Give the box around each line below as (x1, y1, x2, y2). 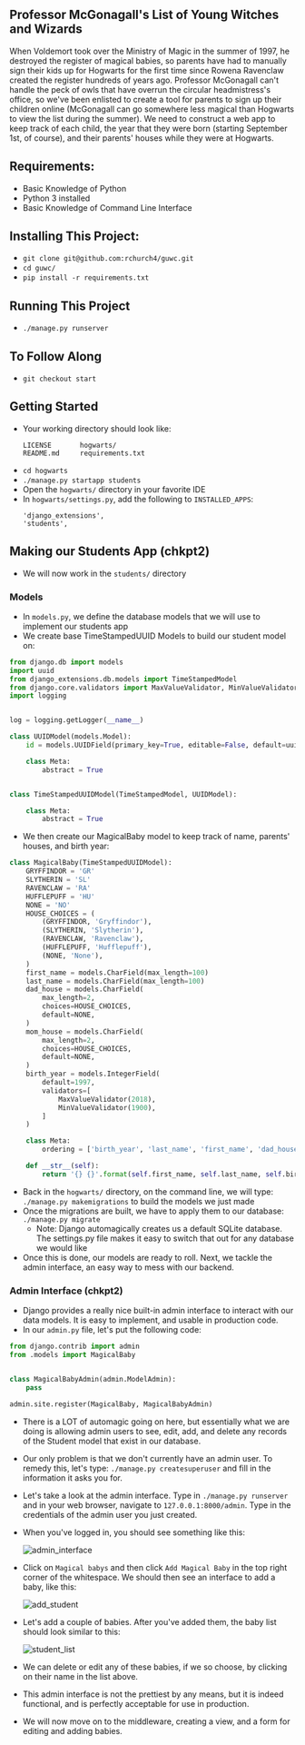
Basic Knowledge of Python (22, 183, 127, 193)
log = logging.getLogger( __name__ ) (9, 716, 144, 725)
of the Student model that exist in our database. (22, 1435, 202, 1446)
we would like (35, 1242, 88, 1253)
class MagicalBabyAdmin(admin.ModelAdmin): (9, 1374, 177, 1383)
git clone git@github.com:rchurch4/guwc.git (22, 254, 194, 263)
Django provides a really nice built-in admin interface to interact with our (22, 1305, 294, 1316)
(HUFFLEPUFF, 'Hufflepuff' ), (42, 943, 152, 952)
